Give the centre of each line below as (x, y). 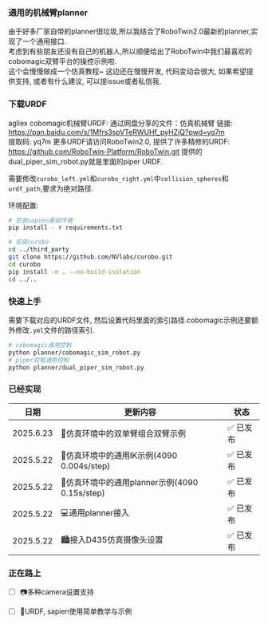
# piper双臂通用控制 (39, 360)
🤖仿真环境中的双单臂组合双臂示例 (123, 433)
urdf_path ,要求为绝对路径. (51, 188)
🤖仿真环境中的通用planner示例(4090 (130, 482)
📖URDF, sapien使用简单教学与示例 (76, 611)
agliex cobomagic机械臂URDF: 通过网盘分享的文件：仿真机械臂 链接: (120, 123)
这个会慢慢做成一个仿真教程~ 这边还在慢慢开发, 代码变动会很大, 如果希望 (128, 71)
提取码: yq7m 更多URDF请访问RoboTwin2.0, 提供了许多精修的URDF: (119, 141)
